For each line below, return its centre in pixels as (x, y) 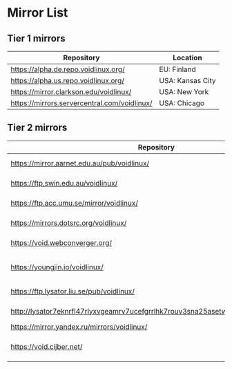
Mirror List (38, 13)
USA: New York (184, 92)
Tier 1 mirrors (36, 38)
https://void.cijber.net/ (47, 346)
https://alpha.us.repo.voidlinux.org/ (67, 81)
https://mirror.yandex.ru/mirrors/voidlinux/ (79, 327)
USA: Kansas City (187, 81)
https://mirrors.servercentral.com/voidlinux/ (82, 103)
